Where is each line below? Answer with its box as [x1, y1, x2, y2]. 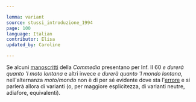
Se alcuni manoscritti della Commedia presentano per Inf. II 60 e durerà [6, 64, 184, 71]
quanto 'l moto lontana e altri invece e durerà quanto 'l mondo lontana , [6, 70, 183, 77]
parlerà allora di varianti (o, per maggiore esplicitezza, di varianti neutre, [6, 83, 185, 90]
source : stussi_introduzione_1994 [6, 19, 93, 26]
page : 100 [6, 25, 31, 31]
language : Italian [6, 31, 52, 37]
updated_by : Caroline [6, 42, 61, 48]
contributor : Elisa [6, 37, 55, 43]
